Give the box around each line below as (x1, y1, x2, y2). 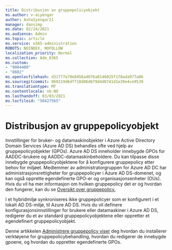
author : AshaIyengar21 (5, 17, 54, 22)
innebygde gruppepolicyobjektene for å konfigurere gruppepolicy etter (5, 159, 155, 165)
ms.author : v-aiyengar (5, 12, 54, 17)
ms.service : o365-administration (5, 41, 77, 46)
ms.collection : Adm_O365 (5, 55, 59, 61)
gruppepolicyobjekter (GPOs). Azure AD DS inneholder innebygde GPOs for (5, 148, 165, 155)
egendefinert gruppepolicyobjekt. (5, 218, 77, 224)
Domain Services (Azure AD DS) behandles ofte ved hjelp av (5, 143, 133, 149)
